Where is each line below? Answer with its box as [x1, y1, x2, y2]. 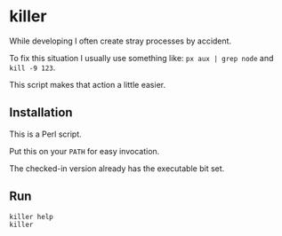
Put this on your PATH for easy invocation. [9, 146, 160, 156]
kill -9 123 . [9, 62, 56, 73]
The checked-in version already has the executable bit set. [9, 162, 225, 174]
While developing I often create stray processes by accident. [9, 35, 232, 46]
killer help [9, 212, 53, 221]
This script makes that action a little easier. [9, 79, 166, 90]
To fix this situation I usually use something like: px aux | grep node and [9, 52, 274, 63]
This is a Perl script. [9, 129, 82, 139]
